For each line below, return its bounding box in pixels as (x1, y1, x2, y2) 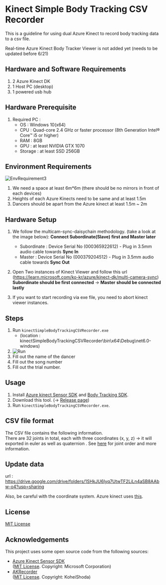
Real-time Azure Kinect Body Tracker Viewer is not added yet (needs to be (5, 45, 158, 51)
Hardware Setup (5, 215, 57, 224)
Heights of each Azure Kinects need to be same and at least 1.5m (12, 196, 147, 202)
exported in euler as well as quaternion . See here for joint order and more (5, 440, 157, 446)
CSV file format (5, 417, 54, 425)
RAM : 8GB (19, 138, 43, 144)
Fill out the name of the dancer (12, 354, 76, 360)
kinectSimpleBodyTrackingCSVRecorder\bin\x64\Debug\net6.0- (19, 338, 152, 344)
